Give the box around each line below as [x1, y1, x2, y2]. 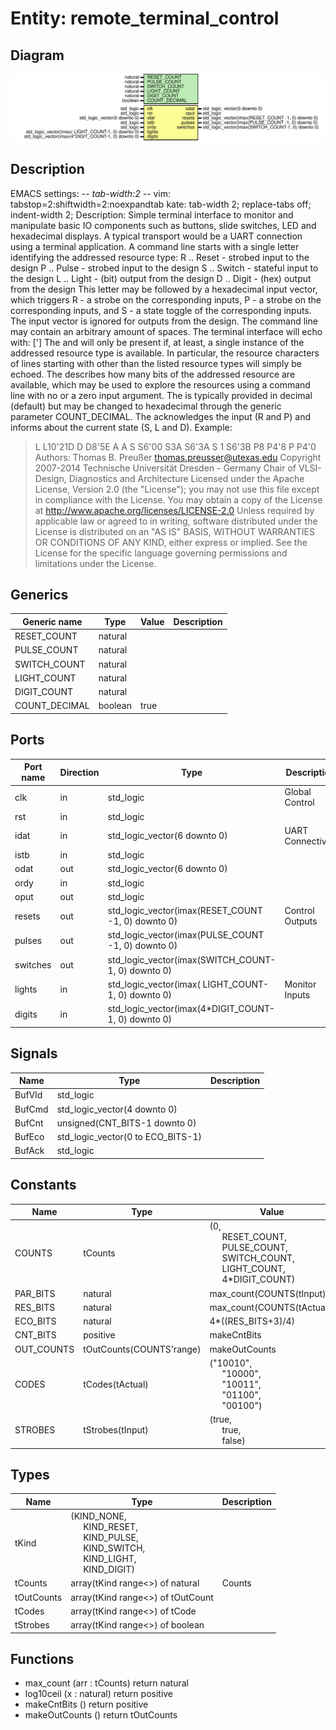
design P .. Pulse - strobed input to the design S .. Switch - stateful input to [10, 262, 319, 274]
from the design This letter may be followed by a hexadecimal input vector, [10, 283, 318, 295]
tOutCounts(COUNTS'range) [83, 1343, 202, 1355]
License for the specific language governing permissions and [34, 547, 288, 559]
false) [221, 1435, 246, 1447]
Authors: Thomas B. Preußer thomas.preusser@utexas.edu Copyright [34, 451, 322, 463]
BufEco [14, 1131, 45, 1143]
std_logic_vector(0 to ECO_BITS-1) [56, 1131, 202, 1143]
